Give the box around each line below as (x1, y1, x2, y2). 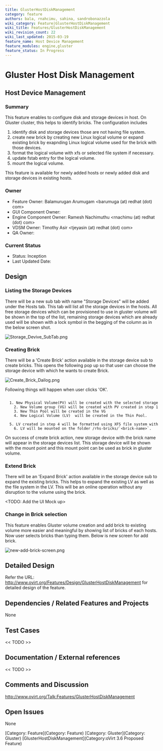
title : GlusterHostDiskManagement (5, 7, 76, 12)
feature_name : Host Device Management (5, 39, 84, 44)
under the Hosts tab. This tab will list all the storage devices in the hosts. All (5, 303, 157, 309)
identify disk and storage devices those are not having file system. (12, 129, 146, 135)
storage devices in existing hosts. (5, 175, 72, 181)
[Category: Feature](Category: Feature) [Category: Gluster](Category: (5, 730, 145, 736)
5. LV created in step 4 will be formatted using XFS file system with (9, 422, 159, 427)
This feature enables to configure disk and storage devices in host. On (5, 115, 146, 121)
